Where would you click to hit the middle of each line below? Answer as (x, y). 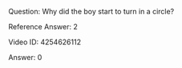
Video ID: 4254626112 (45, 42)
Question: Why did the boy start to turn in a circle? (91, 11)
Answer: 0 (25, 57)
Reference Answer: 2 (43, 26)
